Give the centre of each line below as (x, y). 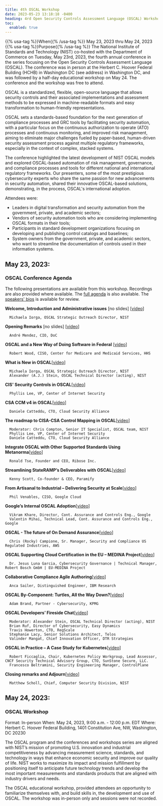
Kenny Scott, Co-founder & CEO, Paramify (52, 479)
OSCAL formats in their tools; (41, 223)
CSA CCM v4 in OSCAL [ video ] (36, 403)
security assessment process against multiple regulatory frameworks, (75, 143)
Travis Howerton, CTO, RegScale (42, 630)
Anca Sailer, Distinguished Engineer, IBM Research (63, 586)
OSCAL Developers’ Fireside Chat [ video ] (47, 613)
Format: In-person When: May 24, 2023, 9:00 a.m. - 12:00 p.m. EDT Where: (81, 722)
